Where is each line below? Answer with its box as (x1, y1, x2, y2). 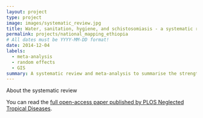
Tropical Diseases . (6, 105, 53, 112)
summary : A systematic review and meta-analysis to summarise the (6, 70, 177, 76)
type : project (6, 14, 42, 20)
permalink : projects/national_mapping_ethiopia (6, 31, 129, 37)
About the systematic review (6, 87, 77, 94)
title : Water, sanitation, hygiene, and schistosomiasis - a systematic (6, 25, 193, 32)
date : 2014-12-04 (6, 43, 50, 49)
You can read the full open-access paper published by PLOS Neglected (6, 99, 184, 106)
